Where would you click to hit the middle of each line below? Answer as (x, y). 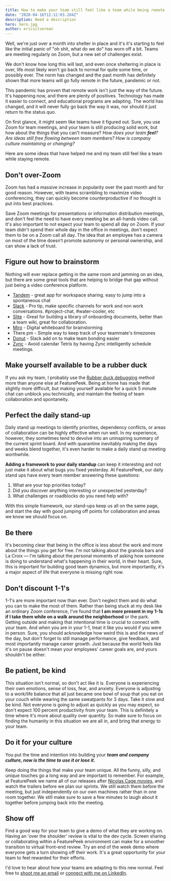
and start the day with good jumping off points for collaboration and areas (83, 511)
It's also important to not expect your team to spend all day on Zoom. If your (85, 224)
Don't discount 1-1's (37, 588)
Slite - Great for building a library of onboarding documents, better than (88, 316)
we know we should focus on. (36, 517)
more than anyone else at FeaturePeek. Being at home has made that (78, 383)
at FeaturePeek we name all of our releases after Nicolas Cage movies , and (84, 781)
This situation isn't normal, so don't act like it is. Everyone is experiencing (82, 683)
